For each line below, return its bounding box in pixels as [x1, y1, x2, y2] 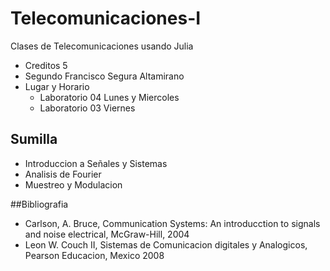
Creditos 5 [24, 59, 68, 71]
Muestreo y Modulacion [24, 178, 123, 191]
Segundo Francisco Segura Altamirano [24, 70, 185, 82]
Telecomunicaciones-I [10, 7, 202, 30]
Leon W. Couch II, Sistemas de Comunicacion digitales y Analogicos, [24, 238, 308, 251]
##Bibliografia [10, 198, 69, 210]
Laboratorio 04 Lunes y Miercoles [39, 91, 180, 103]
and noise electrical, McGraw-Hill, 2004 [24, 228, 190, 240]
